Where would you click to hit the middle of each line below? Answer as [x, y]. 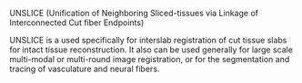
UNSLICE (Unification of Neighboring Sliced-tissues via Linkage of [134, 13]
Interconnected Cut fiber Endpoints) [77, 23]
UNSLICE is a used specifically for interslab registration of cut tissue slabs [148, 40]
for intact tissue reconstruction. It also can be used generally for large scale [151, 50]
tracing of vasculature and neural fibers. [85, 69]
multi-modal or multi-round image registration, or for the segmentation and [150, 59]
